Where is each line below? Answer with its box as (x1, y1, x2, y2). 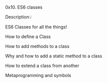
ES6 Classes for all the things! (5, 24, 67, 29)
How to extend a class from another (5, 62, 79, 68)
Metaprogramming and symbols (5, 72, 71, 78)
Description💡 (5, 14, 33, 19)
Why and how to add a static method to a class (5, 53, 102, 59)
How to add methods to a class (5, 43, 69, 49)
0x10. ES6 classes (5, 4, 43, 10)
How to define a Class (5, 33, 51, 39)
